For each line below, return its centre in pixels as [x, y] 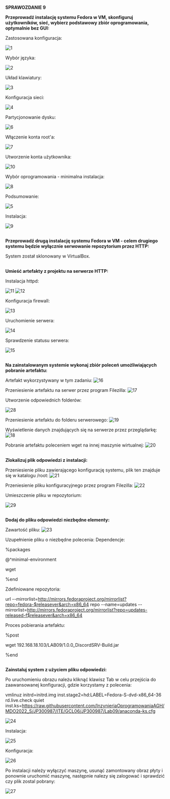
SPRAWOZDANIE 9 [26, 7]
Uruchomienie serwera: [30, 320]
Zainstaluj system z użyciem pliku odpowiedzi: [56, 670]
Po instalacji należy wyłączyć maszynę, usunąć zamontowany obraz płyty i [84, 770]
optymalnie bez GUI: [27, 28]
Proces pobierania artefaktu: [35, 625]
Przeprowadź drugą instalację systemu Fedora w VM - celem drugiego [82, 241]
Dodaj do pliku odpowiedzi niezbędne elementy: [57, 520]
